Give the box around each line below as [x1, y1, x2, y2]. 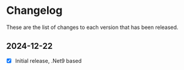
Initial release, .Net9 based [14, 57, 82, 64]
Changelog [6, 4, 63, 17]
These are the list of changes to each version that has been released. [6, 24, 179, 31]
